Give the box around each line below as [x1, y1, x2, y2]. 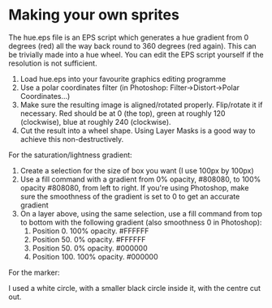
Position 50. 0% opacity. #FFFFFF [32, 234, 146, 244]
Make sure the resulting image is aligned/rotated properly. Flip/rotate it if [19, 100, 263, 109]
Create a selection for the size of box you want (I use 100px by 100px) [19, 165, 254, 175]
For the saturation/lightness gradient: [8, 150, 132, 160]
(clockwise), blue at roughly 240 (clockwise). [19, 117, 172, 126]
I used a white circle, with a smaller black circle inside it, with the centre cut [8, 283, 261, 293]
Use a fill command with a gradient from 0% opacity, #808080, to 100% [19, 174, 261, 184]
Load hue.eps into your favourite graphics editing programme [19, 74, 227, 83]
